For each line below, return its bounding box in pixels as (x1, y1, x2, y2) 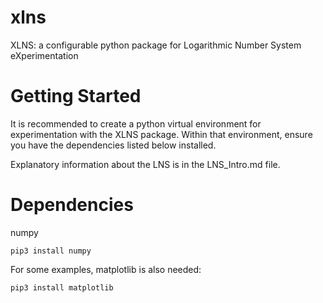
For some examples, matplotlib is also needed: (10, 263, 202, 275)
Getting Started (10, 85, 142, 108)
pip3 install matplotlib (10, 282, 114, 293)
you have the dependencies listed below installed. (10, 139, 217, 151)
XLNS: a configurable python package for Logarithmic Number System (10, 39, 302, 51)
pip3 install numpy (10, 246, 92, 256)
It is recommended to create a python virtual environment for (10, 117, 262, 130)
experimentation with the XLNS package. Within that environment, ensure (10, 128, 313, 140)
